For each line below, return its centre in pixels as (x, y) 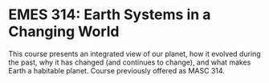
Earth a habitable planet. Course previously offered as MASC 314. (116, 70)
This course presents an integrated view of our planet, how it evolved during (134, 53)
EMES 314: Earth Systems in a (110, 15)
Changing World (64, 32)
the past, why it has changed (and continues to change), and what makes (130, 62)
